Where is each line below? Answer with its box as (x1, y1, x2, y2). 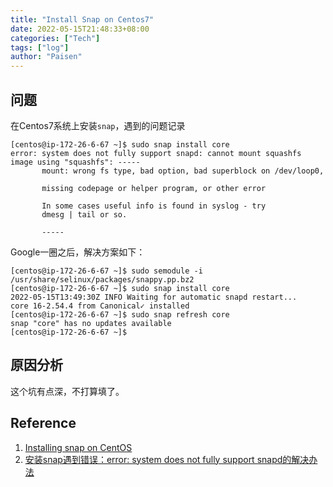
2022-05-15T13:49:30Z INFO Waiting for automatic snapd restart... (10, 292, 298, 302)
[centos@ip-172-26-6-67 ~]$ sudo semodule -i (10, 266, 203, 276)
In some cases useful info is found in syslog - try (41, 201, 267, 211)
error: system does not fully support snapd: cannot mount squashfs (10, 148, 302, 158)
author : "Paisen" (10, 52, 83, 62)
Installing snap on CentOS (24, 441, 133, 453)
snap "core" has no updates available (10, 318, 172, 328)
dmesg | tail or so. (41, 209, 128, 220)
